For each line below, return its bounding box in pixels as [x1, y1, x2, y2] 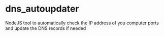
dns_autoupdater [5, 3, 79, 15]
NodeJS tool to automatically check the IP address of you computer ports [5, 20, 159, 26]
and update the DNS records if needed [5, 25, 86, 31]
